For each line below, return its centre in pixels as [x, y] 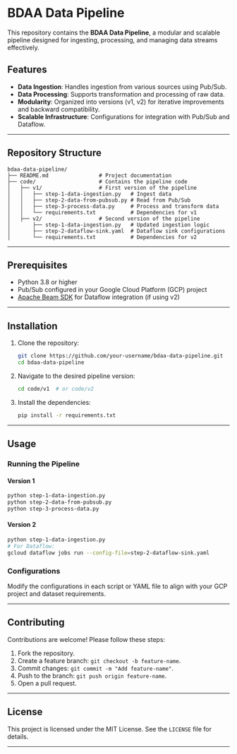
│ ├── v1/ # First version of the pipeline [102, 188]
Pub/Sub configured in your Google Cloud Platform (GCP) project [112, 290]
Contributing [36, 622]
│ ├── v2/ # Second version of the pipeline [104, 219]
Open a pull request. [47, 683]
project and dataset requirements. [56, 593]
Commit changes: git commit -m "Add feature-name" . [96, 668]
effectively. [24, 47]
